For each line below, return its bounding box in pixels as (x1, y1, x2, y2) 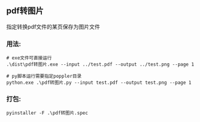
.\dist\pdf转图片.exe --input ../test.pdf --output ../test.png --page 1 (6, 61, 195, 68)
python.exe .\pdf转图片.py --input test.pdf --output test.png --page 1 (6, 80, 191, 86)
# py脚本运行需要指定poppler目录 (6, 73, 82, 80)
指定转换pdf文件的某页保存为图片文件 (6, 23, 100, 30)
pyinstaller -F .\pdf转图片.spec (6, 110, 88, 117)
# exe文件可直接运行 (6, 55, 52, 61)
